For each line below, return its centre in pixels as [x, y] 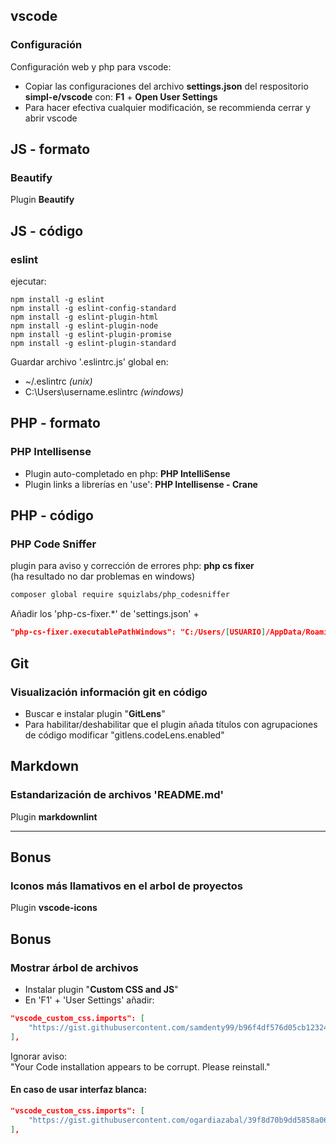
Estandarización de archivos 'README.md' [117, 795]
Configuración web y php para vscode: [91, 66]
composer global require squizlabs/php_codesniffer [120, 595]
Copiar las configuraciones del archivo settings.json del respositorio [166, 86]
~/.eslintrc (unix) [58, 381]
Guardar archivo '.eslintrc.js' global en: [89, 362]
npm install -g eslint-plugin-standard [93, 344]
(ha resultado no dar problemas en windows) [103, 576]
